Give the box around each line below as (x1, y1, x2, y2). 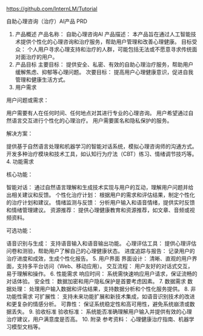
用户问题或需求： (6, 96, 49, 104)
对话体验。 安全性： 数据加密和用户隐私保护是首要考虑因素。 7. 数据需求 (6, 278, 186, 284)
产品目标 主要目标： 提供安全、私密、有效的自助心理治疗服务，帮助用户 (15, 61, 194, 68)
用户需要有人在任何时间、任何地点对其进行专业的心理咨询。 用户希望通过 (6, 109, 188, 116)
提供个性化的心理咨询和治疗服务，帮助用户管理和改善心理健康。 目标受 (20, 38, 198, 45)
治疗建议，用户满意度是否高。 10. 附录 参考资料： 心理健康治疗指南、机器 (6, 315, 189, 323)
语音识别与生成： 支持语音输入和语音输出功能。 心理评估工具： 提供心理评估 (6, 240, 197, 247)
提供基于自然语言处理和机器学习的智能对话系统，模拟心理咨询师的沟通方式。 (6, 143, 198, 150)
